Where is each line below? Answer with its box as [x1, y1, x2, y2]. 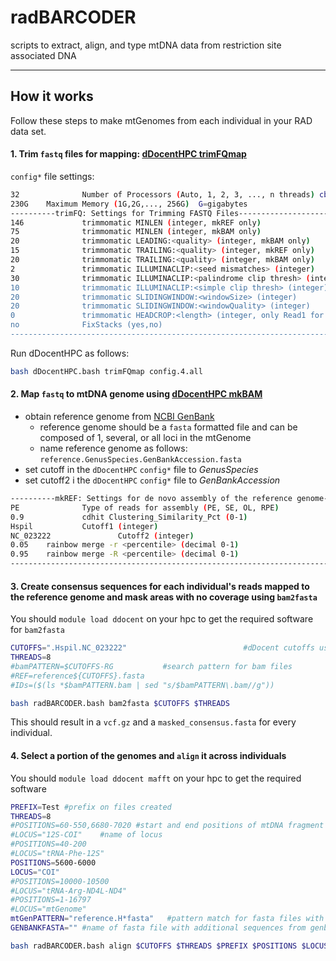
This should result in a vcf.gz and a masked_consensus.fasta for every [10, 716, 297, 728]
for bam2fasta [10, 624, 65, 636]
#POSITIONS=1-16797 [10, 895, 92, 905]
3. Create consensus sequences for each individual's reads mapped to [10, 580, 310, 592]
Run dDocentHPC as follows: [10, 347, 130, 359]
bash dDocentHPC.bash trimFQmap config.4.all [10, 366, 203, 376]
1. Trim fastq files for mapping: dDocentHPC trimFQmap [10, 148, 247, 160]
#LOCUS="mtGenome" [10, 904, 87, 915]
